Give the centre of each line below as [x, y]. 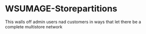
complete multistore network [34, 26]
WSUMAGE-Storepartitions [61, 9]
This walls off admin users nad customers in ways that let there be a [73, 22]
